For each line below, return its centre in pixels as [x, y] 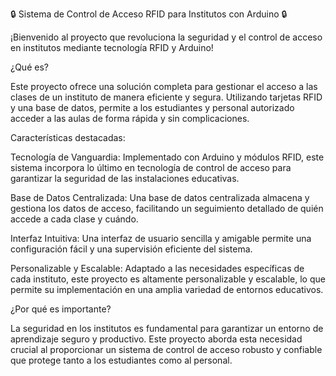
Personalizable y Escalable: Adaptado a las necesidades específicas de [157, 268]
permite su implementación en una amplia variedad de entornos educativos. [167, 289]
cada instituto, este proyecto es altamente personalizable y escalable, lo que [168, 279]
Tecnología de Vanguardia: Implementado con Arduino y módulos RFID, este [167, 157]
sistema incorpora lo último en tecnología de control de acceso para [151, 167]
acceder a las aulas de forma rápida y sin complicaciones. [130, 118]
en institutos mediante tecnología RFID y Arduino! [112, 47]
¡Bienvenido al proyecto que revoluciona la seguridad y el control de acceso [166, 37]
